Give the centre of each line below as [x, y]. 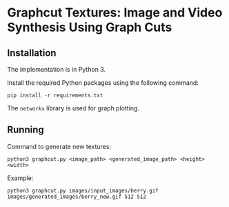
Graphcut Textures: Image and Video [115, 13]
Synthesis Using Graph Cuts [90, 27]
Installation [32, 53]
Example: [20, 178]
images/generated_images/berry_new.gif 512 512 [77, 197]
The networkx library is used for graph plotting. [73, 108]
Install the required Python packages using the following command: [103, 83]
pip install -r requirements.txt [55, 95]
